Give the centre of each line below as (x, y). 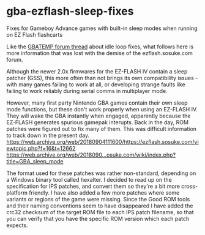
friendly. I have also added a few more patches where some (104, 192)
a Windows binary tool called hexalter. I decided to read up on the (89, 179)
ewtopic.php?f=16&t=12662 (41, 148)
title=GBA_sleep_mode (35, 161)
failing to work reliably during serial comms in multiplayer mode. (87, 91)
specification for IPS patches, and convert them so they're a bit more (93, 186)
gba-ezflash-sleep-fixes (70, 11)
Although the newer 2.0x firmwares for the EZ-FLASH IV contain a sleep (97, 71)
